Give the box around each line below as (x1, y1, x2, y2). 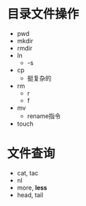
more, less (16, 183, 48, 192)
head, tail (16, 190, 44, 199)
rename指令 (27, 111, 61, 120)
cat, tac (16, 169, 39, 177)
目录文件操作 (7, 6, 80, 22)
